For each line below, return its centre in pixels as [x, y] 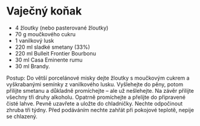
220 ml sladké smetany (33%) [53, 47]
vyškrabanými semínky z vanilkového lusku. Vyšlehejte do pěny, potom [95, 84]
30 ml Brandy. [32, 66]
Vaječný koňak [44, 11]
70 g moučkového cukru [45, 34]
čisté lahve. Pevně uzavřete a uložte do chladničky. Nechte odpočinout [95, 103]
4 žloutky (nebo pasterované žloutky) [62, 28]
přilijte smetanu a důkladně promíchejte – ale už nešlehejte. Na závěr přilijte [100, 90]
